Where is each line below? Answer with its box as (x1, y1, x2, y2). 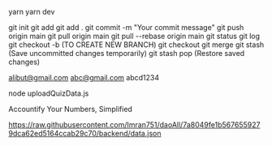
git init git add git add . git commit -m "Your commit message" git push (8, 23, 244, 32)
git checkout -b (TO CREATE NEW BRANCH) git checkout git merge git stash (8, 40, 265, 49)
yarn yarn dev (8, 7, 55, 16)
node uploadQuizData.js (8, 88, 89, 98)
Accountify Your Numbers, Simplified (8, 105, 132, 114)
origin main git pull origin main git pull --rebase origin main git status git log (8, 32, 261, 41)
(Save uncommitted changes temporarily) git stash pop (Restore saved (8, 49, 245, 58)
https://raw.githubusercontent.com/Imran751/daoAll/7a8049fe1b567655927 (8, 120, 261, 129)
